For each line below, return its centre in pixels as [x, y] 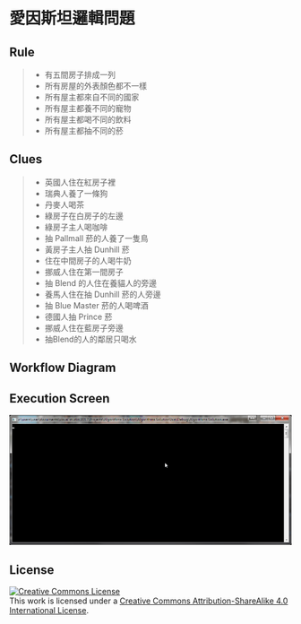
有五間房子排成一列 [80, 74]
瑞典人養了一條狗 [76, 193]
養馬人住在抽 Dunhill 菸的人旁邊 [103, 294]
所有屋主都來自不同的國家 [92, 97]
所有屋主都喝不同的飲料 [88, 119]
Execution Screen [60, 399]
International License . [49, 611]
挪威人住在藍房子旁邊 [84, 327]
